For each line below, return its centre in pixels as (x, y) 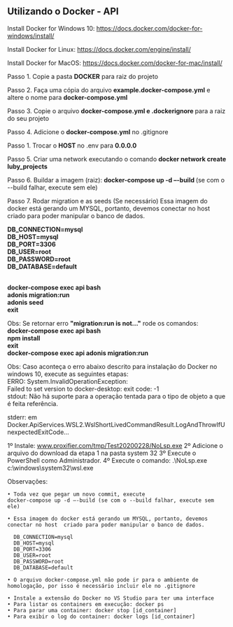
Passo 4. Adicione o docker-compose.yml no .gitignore (88, 131)
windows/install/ (31, 36)
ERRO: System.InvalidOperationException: (68, 381)
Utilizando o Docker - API (63, 12)
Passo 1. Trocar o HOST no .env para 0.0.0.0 (72, 145)
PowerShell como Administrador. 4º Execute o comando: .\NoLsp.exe (107, 460)
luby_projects (27, 166)
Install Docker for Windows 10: (51, 28)
